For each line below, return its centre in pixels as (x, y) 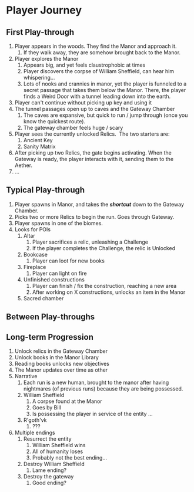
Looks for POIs (33, 229)
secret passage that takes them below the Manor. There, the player (105, 90)
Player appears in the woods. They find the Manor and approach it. (96, 46)
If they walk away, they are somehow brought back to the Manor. (102, 53)
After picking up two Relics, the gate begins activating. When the (93, 153)
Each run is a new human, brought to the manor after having (96, 383)
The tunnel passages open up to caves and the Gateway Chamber (95, 109)
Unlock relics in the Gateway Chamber (61, 351)
